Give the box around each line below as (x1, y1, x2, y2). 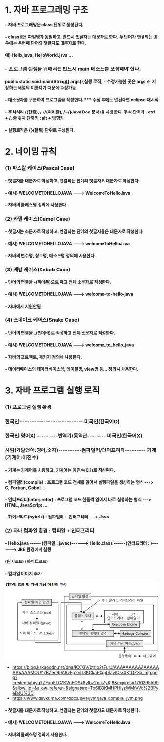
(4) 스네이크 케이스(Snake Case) (5, 316, 80, 323)
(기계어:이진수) (5, 454, 39, 461)
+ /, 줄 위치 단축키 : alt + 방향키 (5, 115, 64, 121)
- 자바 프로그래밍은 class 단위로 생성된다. (5, 22, 84, 27)
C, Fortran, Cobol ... (5, 485, 46, 491)
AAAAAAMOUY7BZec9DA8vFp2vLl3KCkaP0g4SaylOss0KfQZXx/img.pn (12, 670, 158, 675)
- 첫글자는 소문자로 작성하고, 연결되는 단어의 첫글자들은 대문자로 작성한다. (5, 228, 144, 234)
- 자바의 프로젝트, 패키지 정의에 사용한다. (5, 354, 82, 360)
